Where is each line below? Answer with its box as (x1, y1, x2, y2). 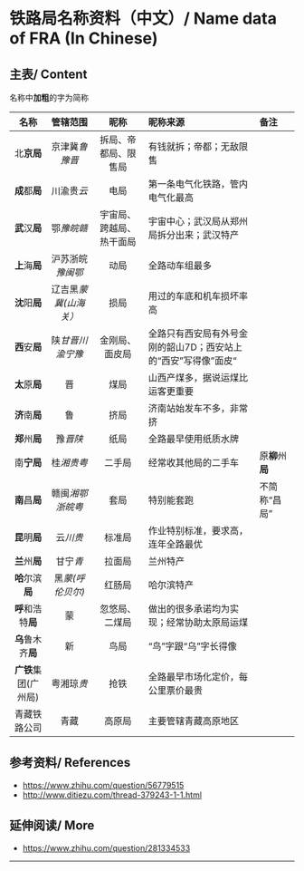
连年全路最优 (147, 538, 204, 550)
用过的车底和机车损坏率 (147, 290, 249, 302)
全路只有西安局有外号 (147, 327, 240, 340)
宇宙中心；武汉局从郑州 (147, 215, 249, 227)
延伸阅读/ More (9, 818, 95, 834)
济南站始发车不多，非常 (147, 402, 249, 414)
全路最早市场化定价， (147, 671, 240, 682)
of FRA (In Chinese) (9, 28, 158, 49)
